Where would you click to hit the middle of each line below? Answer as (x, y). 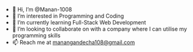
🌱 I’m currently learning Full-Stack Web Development (79, 22)
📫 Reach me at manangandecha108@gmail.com (74, 42)
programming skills (36, 35)
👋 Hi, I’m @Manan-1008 (42, 9)
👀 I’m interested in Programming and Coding (68, 16)
